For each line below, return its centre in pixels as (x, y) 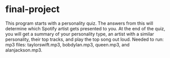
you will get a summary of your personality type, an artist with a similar (80, 34)
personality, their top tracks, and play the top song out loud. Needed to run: (84, 39)
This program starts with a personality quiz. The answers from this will (79, 23)
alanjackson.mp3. (24, 50)
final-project (32, 9)
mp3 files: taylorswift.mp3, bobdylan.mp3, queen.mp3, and (68, 44)
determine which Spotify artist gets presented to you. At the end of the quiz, (85, 28)
